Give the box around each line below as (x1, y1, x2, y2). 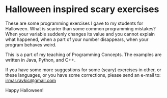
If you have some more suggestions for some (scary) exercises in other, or (5, 67, 162, 73)
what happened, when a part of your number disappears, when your (5, 36, 149, 42)
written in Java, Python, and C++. (5, 57, 76, 63)
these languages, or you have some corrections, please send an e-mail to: (5, 72, 161, 78)
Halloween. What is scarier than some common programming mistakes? (5, 25, 156, 31)
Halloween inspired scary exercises (5, 4, 159, 15)
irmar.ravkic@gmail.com (5, 77, 57, 83)
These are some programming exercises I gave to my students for (5, 20, 144, 26)
